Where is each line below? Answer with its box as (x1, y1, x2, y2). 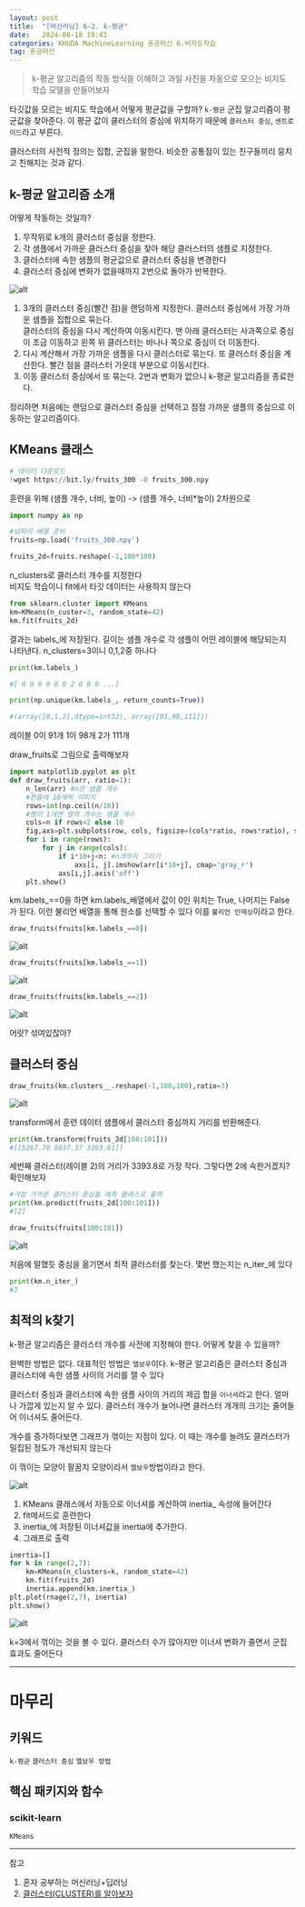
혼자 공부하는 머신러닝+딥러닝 (22, 1877, 129, 1888)
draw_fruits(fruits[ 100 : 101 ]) (9, 1223, 124, 1233)
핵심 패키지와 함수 (9, 1783, 103, 1800)
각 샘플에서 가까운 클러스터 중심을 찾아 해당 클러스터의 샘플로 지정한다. (22, 243, 272, 254)
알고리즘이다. (33, 413, 80, 424)
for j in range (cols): (42, 844, 128, 853)
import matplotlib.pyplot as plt (9, 767, 136, 777)
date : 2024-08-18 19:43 (9, 30, 107, 39)
